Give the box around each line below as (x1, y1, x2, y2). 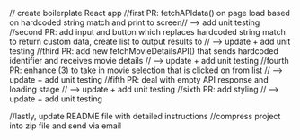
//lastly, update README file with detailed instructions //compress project (9, 111, 281, 121)
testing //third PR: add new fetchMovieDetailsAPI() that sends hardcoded (9, 46, 278, 57)
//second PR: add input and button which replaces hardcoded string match (9, 27, 286, 37)
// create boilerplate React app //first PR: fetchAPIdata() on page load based (9, 8, 290, 18)
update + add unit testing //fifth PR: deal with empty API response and (9, 74, 269, 84)
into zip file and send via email (9, 120, 122, 131)
